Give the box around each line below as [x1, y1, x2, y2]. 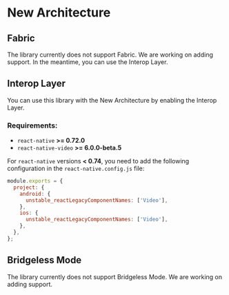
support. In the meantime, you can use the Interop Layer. [7, 58, 168, 66]
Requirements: [7, 121, 58, 130]
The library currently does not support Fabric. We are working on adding [7, 50, 214, 59]
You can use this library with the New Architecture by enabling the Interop [7, 96, 217, 104]
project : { [13, 184, 45, 191]
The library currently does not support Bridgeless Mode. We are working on [7, 272, 223, 281]
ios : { [19, 210, 39, 216]
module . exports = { [7, 178, 63, 185]
